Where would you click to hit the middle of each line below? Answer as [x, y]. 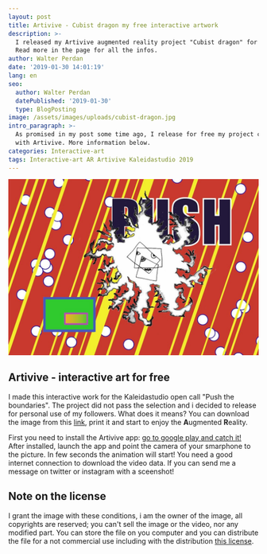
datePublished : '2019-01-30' [64, 101]
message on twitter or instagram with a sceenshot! [91, 471]
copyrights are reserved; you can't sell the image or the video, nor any [123, 524]
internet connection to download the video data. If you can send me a [122, 462]
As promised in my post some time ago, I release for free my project [135, 135]
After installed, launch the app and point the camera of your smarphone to [130, 446]
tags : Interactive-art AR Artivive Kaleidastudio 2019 [101, 159]
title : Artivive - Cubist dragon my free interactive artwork [113, 25]
